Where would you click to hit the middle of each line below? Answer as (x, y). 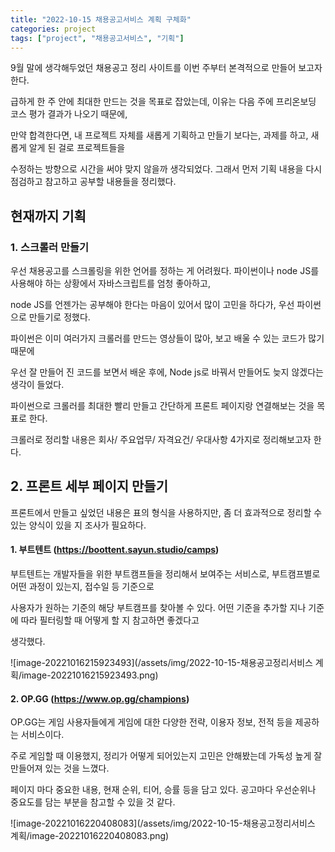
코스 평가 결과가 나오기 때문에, (69, 114)
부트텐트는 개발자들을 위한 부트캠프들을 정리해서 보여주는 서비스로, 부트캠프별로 (165, 574)
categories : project (53, 29)
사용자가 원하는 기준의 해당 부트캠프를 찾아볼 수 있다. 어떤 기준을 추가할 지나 (158, 608)
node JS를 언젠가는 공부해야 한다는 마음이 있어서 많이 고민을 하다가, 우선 (152, 305)
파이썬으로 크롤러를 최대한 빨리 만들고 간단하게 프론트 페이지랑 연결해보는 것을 (162, 406)
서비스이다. (42, 735)
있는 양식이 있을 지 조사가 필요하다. (78, 525)
